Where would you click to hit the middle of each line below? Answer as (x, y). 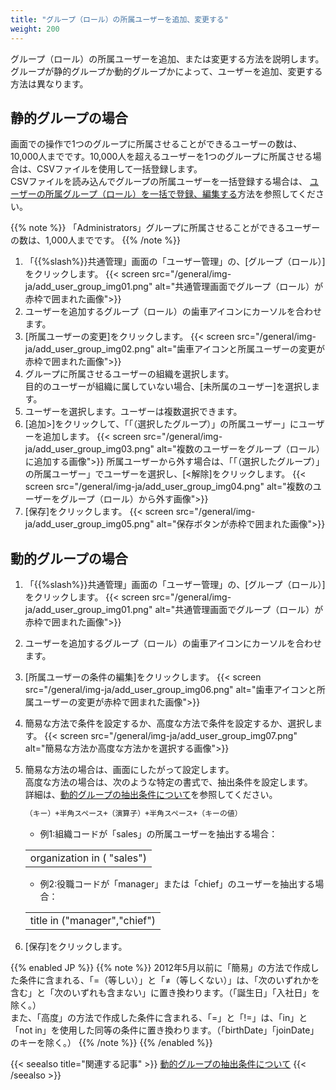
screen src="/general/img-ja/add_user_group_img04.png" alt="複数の (168, 487)
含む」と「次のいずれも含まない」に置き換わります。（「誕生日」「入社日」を (165, 992)
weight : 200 (35, 29)
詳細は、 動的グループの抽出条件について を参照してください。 (151, 795)
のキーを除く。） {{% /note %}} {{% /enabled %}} (111, 1042)
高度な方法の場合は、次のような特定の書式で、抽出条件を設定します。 (168, 782)
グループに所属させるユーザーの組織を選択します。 (129, 374)
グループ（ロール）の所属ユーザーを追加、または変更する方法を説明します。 (167, 58)
